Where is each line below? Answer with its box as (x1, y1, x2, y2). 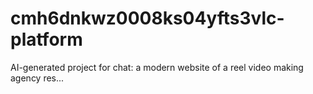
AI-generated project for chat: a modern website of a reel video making (10, 61, 304, 73)
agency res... (10, 72, 65, 84)
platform (10, 28, 83, 51)
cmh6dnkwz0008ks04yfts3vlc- (10, 7, 285, 30)
